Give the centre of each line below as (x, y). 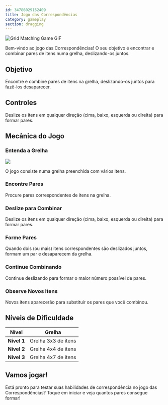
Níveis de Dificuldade (39, 318)
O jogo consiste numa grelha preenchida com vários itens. (66, 171)
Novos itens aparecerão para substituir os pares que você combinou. (77, 302)
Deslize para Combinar (34, 208)
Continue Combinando (33, 267)
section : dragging (24, 24)
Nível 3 (16, 357)
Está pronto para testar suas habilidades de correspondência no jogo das (81, 387)
